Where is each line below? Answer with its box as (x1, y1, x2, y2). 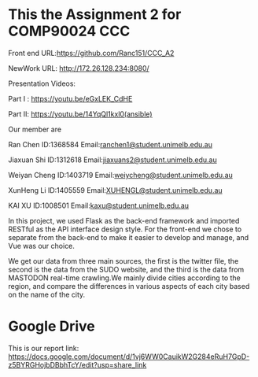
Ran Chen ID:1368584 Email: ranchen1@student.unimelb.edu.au (8, 139, 212, 149)
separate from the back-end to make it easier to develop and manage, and (8, 232, 249, 242)
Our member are (8, 124, 61, 134)
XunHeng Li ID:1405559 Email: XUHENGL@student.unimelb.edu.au (8, 185, 223, 194)
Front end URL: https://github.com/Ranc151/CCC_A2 (8, 48, 175, 57)
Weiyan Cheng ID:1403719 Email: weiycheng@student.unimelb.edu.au (8, 170, 234, 179)
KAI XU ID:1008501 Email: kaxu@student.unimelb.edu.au (8, 201, 190, 210)
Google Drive (8, 317, 96, 335)
